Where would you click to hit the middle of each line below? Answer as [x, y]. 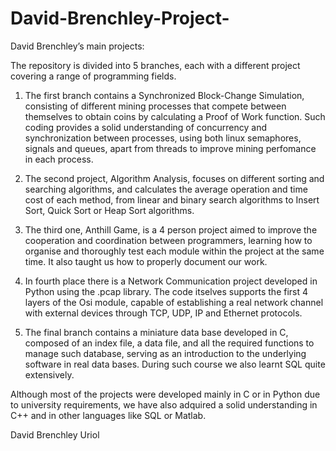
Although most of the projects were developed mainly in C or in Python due [165, 394]
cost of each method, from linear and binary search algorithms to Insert [172, 199]
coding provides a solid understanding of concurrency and [146, 127]
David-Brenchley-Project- [120, 18]
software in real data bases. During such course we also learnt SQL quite [175, 364]
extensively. [49, 374]
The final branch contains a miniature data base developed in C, [156, 332]
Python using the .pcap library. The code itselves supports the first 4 [166, 291]
